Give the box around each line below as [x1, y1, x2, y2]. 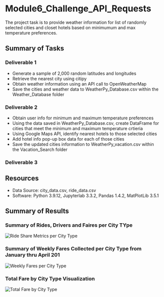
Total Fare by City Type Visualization [5, 275, 95, 282]
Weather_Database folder [12, 91, 65, 97]
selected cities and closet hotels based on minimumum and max [5, 24, 136, 30]
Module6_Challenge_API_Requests [5, 3, 152, 14]
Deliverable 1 [5, 59, 37, 66]
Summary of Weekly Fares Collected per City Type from [5, 246, 142, 252]
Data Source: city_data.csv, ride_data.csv [12, 187, 96, 193]
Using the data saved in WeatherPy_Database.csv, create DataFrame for [12, 120, 160, 126]
